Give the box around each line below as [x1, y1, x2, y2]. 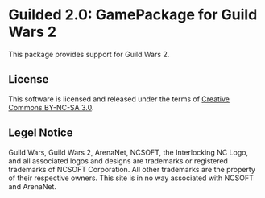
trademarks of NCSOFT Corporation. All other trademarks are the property [8, 164, 256, 174]
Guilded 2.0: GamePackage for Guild [8, 6, 258, 24]
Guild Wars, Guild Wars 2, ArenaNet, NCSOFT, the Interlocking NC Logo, [8, 147, 248, 157]
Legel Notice [8, 126, 73, 140]
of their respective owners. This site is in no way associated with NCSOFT [8, 173, 254, 183]
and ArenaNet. [8, 181, 56, 191]
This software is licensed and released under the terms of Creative [8, 94, 230, 104]
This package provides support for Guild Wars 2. [8, 49, 170, 59]
